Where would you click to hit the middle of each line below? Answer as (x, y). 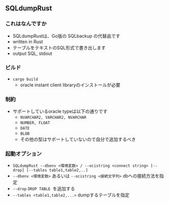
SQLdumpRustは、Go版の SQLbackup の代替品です (66, 36)
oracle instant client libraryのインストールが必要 (70, 85)
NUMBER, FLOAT (35, 123)
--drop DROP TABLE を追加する (44, 188)
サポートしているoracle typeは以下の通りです (60, 111)
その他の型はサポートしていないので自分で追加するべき (78, 139)
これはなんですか (26, 24)
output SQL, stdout (32, 53)
